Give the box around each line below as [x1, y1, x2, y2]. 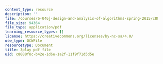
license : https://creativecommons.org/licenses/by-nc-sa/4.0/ [5, 34, 133, 39]
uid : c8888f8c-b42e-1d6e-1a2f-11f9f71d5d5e [5, 51, 95, 57]
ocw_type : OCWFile [5, 38, 42, 43]
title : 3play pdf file [5, 47, 51, 52]
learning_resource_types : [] [5, 29, 64, 34]
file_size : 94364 [5, 20, 40, 26]
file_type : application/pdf [5, 25, 62, 30]
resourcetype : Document [5, 43, 53, 48]
